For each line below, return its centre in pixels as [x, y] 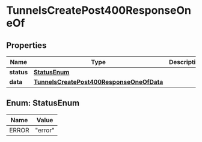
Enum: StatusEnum [43, 103]
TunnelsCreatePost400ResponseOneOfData [98, 82]
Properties [26, 45]
